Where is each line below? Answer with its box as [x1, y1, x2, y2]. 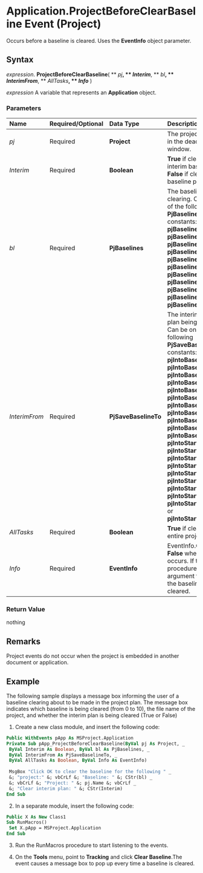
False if [167, 170, 188, 178]
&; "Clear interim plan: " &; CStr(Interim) [8, 785, 123, 791]
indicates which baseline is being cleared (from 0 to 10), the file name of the [6, 705, 196, 712]
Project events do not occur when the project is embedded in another [6, 652, 179, 660]
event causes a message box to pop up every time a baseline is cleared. [14, 860, 195, 867]
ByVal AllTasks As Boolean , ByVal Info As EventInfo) [8, 758, 147, 764]
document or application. [6, 659, 69, 666]
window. [167, 145, 192, 154]
